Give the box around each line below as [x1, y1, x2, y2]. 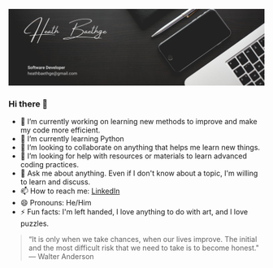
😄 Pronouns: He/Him [19, 198, 92, 208]
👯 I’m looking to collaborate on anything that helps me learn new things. [19, 143, 261, 153]
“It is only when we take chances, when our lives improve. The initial [28, 235, 258, 244]
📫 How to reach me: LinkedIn [19, 186, 120, 196]
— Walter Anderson [28, 252, 95, 262]
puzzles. [19, 218, 50, 228]
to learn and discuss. [19, 177, 91, 187]
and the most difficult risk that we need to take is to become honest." [28, 243, 260, 253]
